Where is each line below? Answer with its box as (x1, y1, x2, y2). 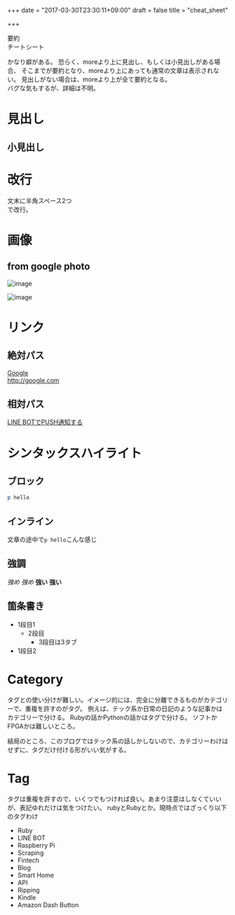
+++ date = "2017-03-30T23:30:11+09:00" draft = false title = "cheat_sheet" (7, 6, 229, 14)
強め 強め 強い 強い (7, 578, 62, 586)
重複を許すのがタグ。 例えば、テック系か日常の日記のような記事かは (25, 704, 223, 712)
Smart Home (17, 871, 55, 879)
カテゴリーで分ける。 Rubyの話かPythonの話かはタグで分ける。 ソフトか (7, 713, 217, 721)
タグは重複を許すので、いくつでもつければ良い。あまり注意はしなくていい (7, 794, 222, 803)
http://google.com (7, 376, 60, 384)
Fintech (17, 855, 40, 865)
